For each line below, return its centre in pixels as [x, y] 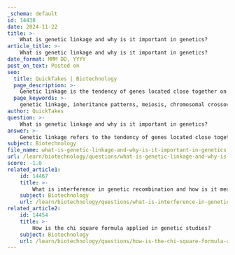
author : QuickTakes [36, 111]
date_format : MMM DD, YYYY [47, 59]
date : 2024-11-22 [33, 27]
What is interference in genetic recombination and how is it [125, 189]
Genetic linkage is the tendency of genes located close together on [123, 92]
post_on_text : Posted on [43, 66]
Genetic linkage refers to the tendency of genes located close [115, 137]
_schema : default [33, 14]
